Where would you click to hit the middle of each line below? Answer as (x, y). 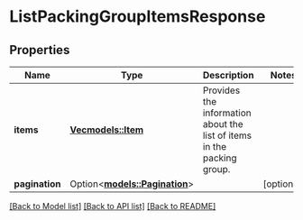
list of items (227, 135)
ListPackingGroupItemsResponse (138, 17)
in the (215, 147)
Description (228, 75)
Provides (221, 90)
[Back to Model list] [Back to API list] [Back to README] (113, 206)
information (227, 113)
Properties (40, 50)
